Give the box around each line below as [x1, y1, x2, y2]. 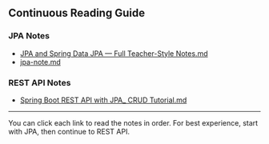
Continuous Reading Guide [8, 6, 146, 20]
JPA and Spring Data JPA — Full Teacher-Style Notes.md [19, 48, 208, 58]
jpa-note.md [19, 57, 62, 66]
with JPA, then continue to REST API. [8, 126, 130, 136]
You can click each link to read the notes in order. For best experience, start [8, 118, 259, 127]
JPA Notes [8, 30, 50, 42]
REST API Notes [8, 77, 71, 88]
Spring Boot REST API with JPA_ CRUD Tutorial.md [19, 95, 187, 105]
